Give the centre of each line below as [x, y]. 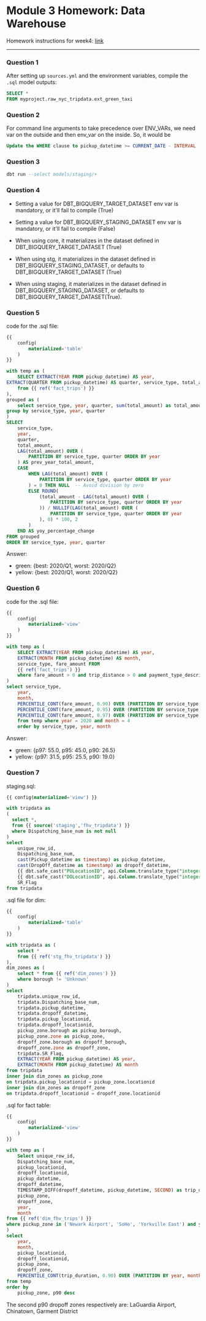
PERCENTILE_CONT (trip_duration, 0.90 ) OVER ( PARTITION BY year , [101, 1276]
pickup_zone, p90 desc [46, 1293]
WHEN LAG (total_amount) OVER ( [68, 474]
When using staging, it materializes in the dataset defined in [91, 283]
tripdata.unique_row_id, [49, 996]
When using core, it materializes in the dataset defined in [87, 241]
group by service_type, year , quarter [56, 411]
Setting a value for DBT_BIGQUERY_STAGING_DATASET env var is [98, 222]
